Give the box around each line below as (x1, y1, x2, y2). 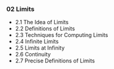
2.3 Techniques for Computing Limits (15, 31, 109, 39)
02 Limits (6, 5, 35, 13)
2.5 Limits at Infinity (15, 44, 65, 51)
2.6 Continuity (15, 51, 51, 58)
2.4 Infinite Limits (15, 38, 59, 45)
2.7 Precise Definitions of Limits (15, 57, 95, 65)
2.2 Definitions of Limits (15, 25, 75, 32)
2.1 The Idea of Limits (15, 19, 69, 26)
